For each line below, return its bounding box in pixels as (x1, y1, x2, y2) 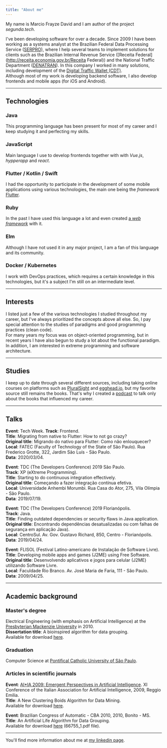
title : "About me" (5, 7, 44, 12)
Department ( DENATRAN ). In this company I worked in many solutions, (5, 62, 150, 68)
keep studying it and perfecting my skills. (5, 129, 90, 135)
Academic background (5, 592, 78, 600)
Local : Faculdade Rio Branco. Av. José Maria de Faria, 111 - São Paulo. (5, 568, 149, 574)
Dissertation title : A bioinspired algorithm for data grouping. (5, 629, 129, 635)
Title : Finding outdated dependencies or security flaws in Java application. (5, 516, 159, 522)
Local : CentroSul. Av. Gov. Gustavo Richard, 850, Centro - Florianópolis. (5, 532, 153, 538)
